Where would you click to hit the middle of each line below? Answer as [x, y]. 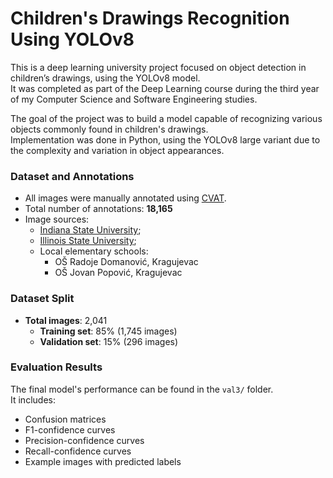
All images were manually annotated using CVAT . [125, 198]
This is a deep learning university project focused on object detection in [158, 67]
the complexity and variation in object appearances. [117, 150]
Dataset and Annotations [72, 176]
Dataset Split [42, 299]
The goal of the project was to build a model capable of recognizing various [166, 118]
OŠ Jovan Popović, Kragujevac [118, 273]
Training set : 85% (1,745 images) [108, 331]
